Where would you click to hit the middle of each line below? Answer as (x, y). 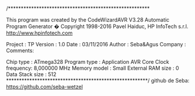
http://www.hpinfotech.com (39, 33)
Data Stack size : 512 (31, 74)
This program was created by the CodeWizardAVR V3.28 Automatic (88, 20)
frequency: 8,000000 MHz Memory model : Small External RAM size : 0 (93, 68)
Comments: (20, 50)
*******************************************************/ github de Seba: (98, 80)
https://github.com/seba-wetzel (45, 87)
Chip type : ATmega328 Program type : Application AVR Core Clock (88, 62)
